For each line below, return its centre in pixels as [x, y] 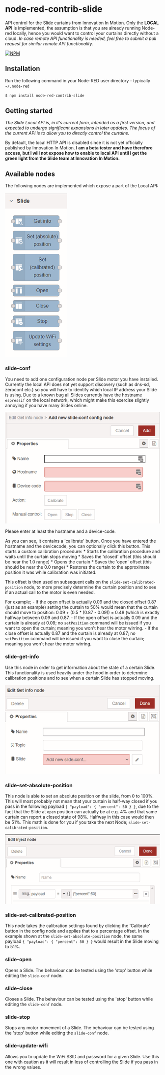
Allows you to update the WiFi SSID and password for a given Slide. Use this [82, 1056]
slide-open [18, 960]
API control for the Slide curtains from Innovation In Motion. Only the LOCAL [82, 23]
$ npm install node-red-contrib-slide [45, 95]
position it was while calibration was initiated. [51, 572]
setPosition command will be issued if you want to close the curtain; [75, 639]
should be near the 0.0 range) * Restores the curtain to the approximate [77, 567]
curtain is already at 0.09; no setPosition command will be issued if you [78, 623]
